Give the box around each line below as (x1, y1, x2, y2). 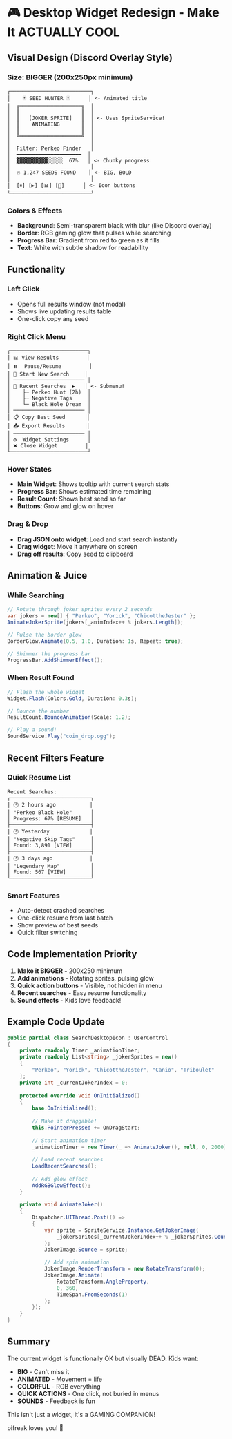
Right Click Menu (7, 331, 66, 341)
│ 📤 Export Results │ (7, 423, 90, 429)
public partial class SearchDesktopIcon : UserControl (7, 1034, 168, 1041)
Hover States (7, 465, 52, 474)
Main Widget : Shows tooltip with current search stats (17, 480, 170, 488)
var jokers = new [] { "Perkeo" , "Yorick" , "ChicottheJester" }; (7, 612, 196, 619)
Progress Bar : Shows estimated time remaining (17, 487, 152, 496)
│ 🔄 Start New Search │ (7, 371, 88, 378)
